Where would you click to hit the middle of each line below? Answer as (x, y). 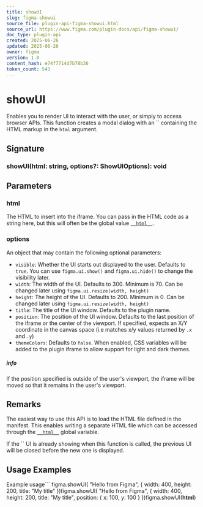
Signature (25, 149)
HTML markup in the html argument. (52, 129)
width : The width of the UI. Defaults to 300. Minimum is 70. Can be (99, 284)
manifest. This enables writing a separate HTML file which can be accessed (102, 425)
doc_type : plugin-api (34, 35)
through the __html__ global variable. (53, 432)
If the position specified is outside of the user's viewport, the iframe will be (101, 378)
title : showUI (24, 12)
